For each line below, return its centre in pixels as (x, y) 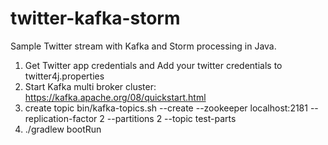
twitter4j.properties (64, 76)
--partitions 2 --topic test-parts (171, 118)
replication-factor (61, 118)
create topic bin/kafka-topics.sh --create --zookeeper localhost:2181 (166, 108)
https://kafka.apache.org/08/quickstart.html (115, 97)
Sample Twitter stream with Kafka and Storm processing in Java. (143, 46)
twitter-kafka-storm (95, 18)
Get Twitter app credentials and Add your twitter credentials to (153, 65)
